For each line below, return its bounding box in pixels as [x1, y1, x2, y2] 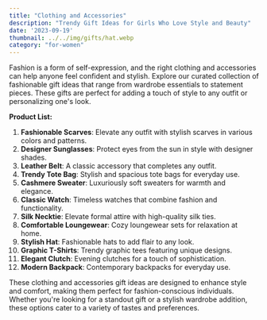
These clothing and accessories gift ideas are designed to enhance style [9, 278, 247, 287]
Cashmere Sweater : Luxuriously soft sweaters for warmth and [20, 178, 226, 187]
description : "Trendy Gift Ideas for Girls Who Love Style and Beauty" [9, 19, 251, 27]
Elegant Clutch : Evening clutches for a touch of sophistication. [20, 254, 226, 264]
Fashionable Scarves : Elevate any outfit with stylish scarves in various [20, 128, 253, 137]
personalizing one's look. [9, 97, 91, 106]
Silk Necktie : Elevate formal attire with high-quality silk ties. [20, 212, 217, 222]
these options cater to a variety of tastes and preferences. [9, 303, 199, 313]
